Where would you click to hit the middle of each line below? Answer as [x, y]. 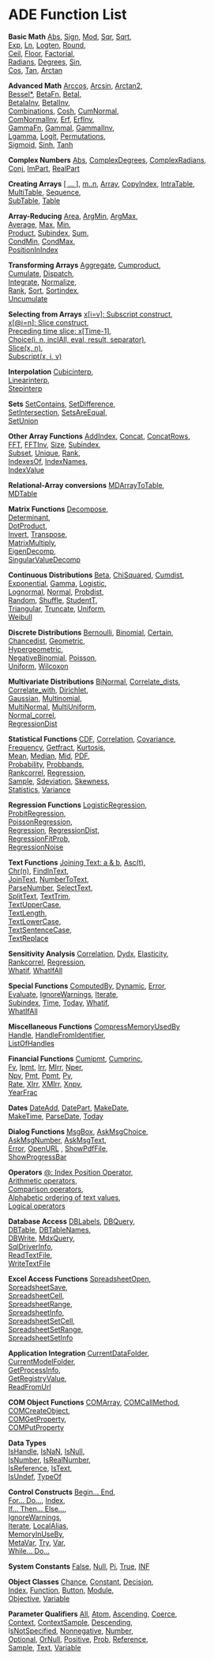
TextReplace [28, 938]
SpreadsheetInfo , [36, 1312]
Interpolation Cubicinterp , [51, 371]
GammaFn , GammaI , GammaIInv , [61, 128]
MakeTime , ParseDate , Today [56, 1116]
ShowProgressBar [38, 1156]
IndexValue [26, 470]
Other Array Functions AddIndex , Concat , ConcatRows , [99, 436]
